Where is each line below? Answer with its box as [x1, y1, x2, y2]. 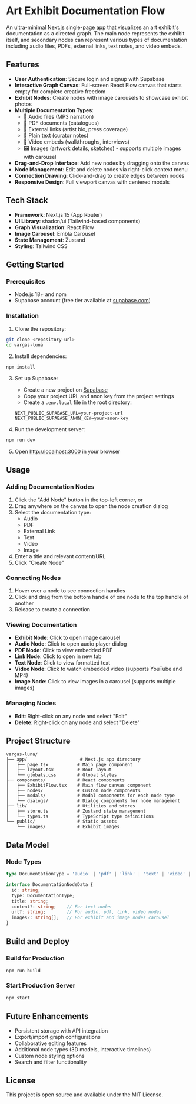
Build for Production [6, 954, 65, 962]
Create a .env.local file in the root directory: [23, 399, 132, 406]
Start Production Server [6, 982, 75, 990]
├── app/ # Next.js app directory [6, 757, 141, 763]
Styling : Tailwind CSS [14, 242, 68, 249]
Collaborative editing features [14, 1040, 87, 1047]
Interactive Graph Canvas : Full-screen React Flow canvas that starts [14, 82, 182, 89]
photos [14, 100, 32, 108]
